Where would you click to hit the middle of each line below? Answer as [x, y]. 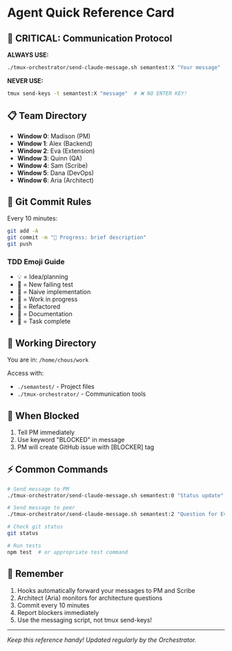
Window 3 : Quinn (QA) [50, 158]
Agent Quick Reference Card [91, 13]
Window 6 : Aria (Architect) [56, 180]
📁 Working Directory [52, 343]
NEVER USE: [25, 80]
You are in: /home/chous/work [48, 360]
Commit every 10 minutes [53, 605]
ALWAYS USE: [28, 55]
